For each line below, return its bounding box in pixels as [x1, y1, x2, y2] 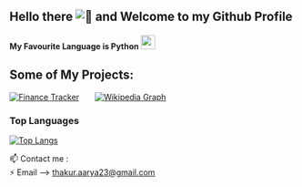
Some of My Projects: [9, 68, 135, 83]
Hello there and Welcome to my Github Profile [9, 9, 293, 25]
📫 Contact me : [9, 153, 69, 164]
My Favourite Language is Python [9, 40, 139, 51]
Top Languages [9, 114, 80, 127]
